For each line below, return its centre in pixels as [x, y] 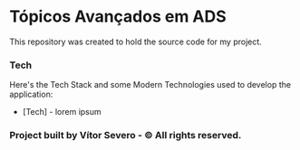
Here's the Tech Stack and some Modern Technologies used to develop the [150, 85]
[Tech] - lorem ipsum [62, 112]
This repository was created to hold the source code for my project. [136, 42]
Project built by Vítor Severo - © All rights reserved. [126, 136]
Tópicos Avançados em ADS [118, 17]
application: [31, 94]
